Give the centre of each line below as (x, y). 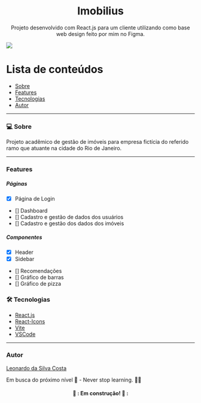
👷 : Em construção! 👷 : (100, 393)
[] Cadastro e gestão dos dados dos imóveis (69, 223)
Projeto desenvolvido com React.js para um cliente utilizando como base (100, 28)
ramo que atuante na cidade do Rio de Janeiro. (64, 149)
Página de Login (35, 199)
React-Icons (30, 321)
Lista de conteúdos (55, 69)
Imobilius (100, 11)
